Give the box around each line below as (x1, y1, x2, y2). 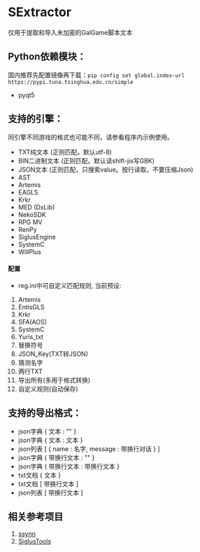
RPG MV (17, 218, 43, 226)
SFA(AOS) (17, 317, 48, 326)
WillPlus (17, 247, 41, 256)
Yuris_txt (17, 332, 44, 340)
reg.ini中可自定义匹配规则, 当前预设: (17, 281, 122, 289)
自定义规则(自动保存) (17, 385, 79, 393)
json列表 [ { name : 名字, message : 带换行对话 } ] (17, 444, 160, 453)
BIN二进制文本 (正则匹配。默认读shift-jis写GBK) (17, 156, 155, 165)
